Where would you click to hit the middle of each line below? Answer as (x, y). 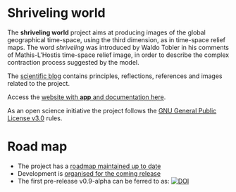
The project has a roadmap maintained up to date (89, 166)
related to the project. (39, 83)
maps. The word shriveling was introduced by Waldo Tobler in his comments (118, 47)
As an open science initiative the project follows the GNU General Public (112, 110)
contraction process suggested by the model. (73, 62)
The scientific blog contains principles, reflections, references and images (115, 76)
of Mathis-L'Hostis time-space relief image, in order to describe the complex (118, 55)
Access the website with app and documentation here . (87, 97)
